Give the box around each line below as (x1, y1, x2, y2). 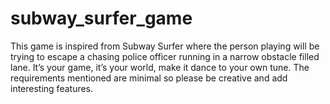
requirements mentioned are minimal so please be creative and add (10, 72, 288, 84)
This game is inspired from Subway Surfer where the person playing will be (10, 40, 320, 52)
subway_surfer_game (10, 7, 193, 30)
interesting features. (10, 82, 94, 94)
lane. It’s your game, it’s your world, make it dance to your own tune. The (10, 61, 310, 73)
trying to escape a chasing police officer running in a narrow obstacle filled (10, 50, 320, 62)
